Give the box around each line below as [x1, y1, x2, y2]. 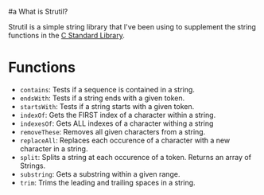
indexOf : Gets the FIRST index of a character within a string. [19, 110, 216, 119]
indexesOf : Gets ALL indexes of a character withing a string [19, 119, 214, 128]
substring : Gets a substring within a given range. [19, 169, 181, 178]
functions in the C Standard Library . [8, 31, 125, 40]
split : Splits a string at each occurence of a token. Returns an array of [19, 152, 252, 162]
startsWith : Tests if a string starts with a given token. [19, 101, 195, 111]
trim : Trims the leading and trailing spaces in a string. [19, 177, 196, 187]
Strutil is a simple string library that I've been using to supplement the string [8, 22, 257, 31]
